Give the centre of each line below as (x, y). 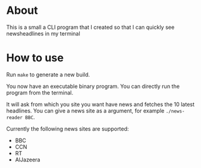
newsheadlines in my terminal (43, 33)
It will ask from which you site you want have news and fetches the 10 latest (101, 104)
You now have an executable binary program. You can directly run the (93, 86)
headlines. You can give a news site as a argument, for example (85, 110)
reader (14, 117)
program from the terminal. (40, 92)
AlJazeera (27, 160)
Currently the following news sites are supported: (68, 129)
